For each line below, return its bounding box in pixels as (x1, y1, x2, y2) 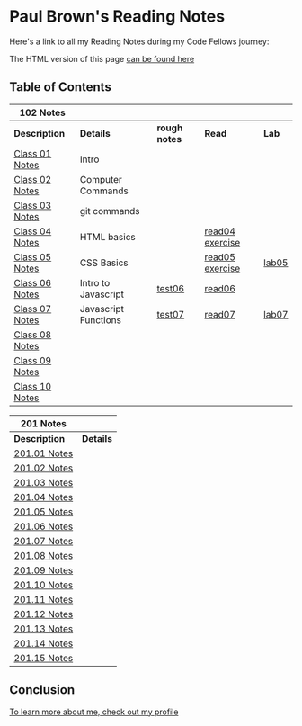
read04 (204, 225, 236, 238)
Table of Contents (9, 79, 112, 95)
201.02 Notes (13, 462, 74, 474)
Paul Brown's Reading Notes (9, 6, 226, 27)
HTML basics (79, 230, 137, 243)
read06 (204, 282, 236, 294)
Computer (79, 173, 123, 185)
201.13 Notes (13, 623, 74, 635)
